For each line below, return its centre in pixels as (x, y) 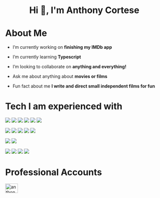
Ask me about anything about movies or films (60, 76)
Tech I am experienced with (64, 106)
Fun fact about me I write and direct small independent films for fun (84, 86)
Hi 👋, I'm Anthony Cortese (84, 10)
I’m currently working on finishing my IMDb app (62, 47)
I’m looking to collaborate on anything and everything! (69, 67)
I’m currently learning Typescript (47, 57)
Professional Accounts (54, 172)
